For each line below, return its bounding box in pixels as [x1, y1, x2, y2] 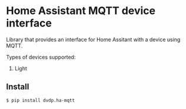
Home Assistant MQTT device [6, 4, 156, 18]
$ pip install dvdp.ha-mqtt [6, 97, 75, 103]
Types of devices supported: [6, 53, 76, 60]
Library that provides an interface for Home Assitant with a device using [6, 36, 181, 43]
